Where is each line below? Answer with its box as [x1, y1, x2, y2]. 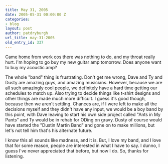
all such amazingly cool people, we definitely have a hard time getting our [5, 85, 157, 91]
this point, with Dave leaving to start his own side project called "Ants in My [5, 111, 161, 117]
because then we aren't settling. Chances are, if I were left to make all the [5, 101, 157, 107]
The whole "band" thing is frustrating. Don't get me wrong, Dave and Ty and [5, 74, 163, 80]
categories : [5, 17, 30, 22]
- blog [5, 21, 19, 27]
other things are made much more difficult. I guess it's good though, [5, 95, 146, 101]
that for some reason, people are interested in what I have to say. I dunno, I [5, 142, 160, 148]
